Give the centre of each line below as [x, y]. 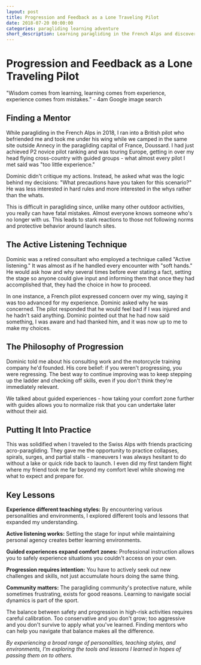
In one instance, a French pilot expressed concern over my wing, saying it [97, 296]
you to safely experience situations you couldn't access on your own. [92, 558]
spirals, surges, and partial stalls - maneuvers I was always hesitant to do [96, 457]
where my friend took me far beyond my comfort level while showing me [95, 470]
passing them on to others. [39, 655]
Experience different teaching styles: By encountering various [84, 509]
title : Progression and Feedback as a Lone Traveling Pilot [83, 17]
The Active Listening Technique [67, 245]
